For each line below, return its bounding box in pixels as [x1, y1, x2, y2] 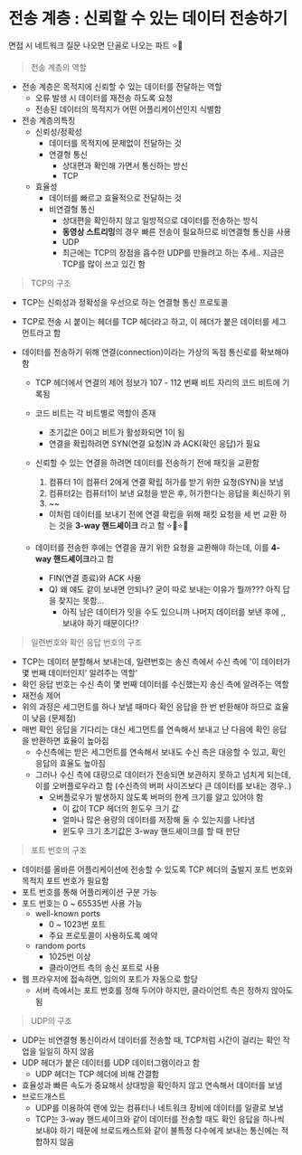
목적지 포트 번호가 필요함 [21, 875, 109, 886]
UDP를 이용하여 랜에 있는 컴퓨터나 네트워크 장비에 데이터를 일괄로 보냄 [34, 1102, 284, 1113]
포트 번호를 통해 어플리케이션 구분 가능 [21, 887, 157, 897]
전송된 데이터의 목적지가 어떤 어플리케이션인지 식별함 [34, 103, 222, 114]
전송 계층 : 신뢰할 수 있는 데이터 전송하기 [8, 8, 288, 29]
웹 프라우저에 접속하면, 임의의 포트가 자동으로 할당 [21, 973, 198, 984]
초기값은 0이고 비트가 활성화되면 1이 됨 [48, 427, 185, 437]
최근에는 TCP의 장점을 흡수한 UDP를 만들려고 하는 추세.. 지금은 [61, 247, 286, 258]
